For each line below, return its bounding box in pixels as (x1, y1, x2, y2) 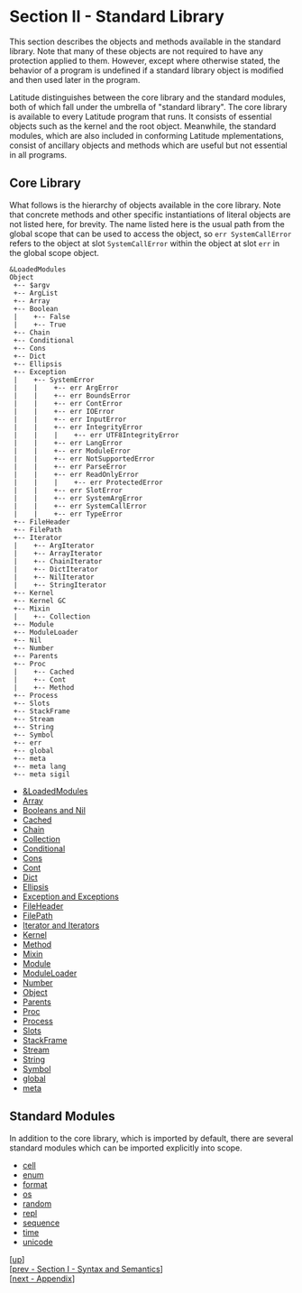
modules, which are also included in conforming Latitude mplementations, (9, 130, 284, 141)
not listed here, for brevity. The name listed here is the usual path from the (9, 218, 286, 229)
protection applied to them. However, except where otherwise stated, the (9, 55, 281, 66)
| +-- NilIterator (13, 573, 95, 582)
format (22, 1178, 48, 1189)
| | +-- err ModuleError (13, 446, 131, 455)
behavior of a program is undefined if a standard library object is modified (9, 65, 284, 76)
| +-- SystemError (13, 375, 95, 384)
